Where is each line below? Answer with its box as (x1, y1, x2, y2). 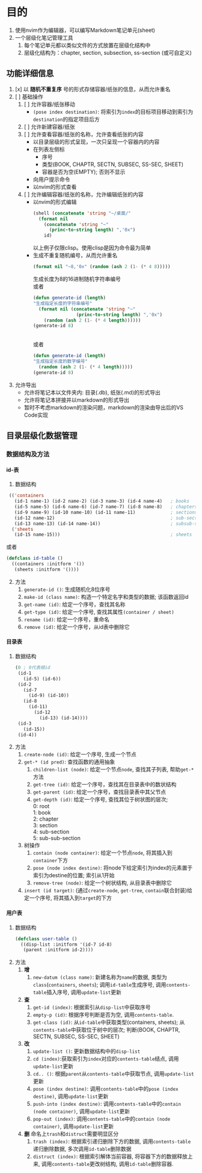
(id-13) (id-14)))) (39, 715, 88, 721)
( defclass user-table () (14, 936, 78, 942)
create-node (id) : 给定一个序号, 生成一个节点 (23, 751, 137, 758)
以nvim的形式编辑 (32, 198, 77, 205)
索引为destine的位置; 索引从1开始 (32, 872, 115, 879)
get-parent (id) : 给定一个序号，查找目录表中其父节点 (32, 788, 167, 795)
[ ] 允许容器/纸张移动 (23, 100, 75, 108)
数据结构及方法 (6, 450, 50, 459)
